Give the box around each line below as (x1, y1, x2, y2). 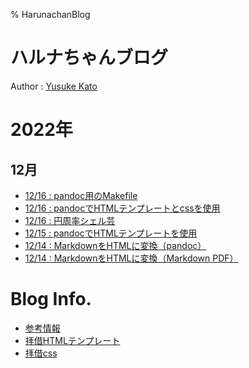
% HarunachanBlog (10, 9, 91, 20)
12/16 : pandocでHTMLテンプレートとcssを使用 (24, 202, 221, 214)
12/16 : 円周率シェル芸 (24, 214, 116, 226)
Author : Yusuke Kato (10, 80, 98, 92)
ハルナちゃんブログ (10, 47, 169, 69)
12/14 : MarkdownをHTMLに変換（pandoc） (24, 239, 207, 251)
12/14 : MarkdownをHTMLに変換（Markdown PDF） (24, 252, 239, 264)
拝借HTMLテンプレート (24, 334, 121, 346)
